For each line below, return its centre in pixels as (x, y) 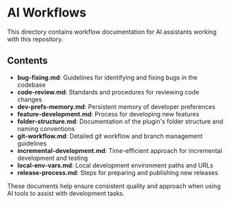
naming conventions (46, 128)
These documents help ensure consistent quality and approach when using (114, 186)
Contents (28, 61)
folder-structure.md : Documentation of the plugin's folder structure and (120, 121)
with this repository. (35, 39)
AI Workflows (47, 13)
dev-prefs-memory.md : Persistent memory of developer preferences (116, 106)
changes (30, 99)
